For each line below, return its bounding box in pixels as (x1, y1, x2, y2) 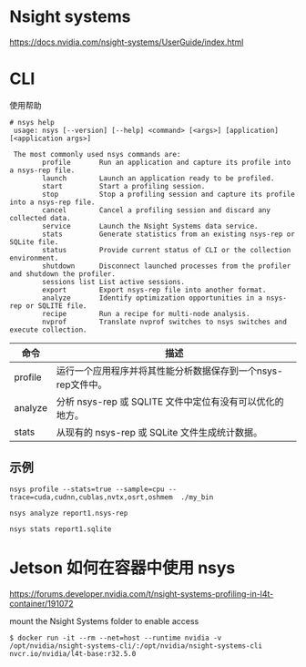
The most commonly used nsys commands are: (13, 149, 181, 159)
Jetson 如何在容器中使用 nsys (9, 558, 236, 578)
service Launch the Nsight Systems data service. (42, 221, 259, 231)
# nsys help (9, 118, 55, 127)
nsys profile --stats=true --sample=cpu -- (9, 485, 178, 494)
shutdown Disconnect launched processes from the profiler (42, 262, 291, 271)
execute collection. (9, 325, 88, 334)
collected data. (9, 213, 71, 222)
